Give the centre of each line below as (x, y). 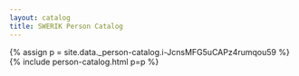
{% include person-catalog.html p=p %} (84, 62)
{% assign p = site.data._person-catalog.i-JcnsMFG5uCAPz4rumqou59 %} (149, 52)
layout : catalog (40, 18)
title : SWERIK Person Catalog (67, 26)
